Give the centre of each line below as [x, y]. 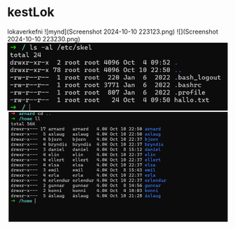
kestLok [31, 12]
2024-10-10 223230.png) [44, 39]
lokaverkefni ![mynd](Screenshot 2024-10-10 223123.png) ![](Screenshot [113, 32]
